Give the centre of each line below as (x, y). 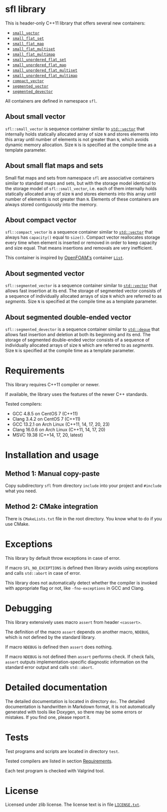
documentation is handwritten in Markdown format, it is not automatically (80, 706)
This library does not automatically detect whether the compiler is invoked (81, 583)
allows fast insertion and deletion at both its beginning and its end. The (78, 334)
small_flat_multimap (34, 54)
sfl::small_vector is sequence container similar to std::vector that (75, 129)
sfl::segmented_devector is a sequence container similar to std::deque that (82, 329)
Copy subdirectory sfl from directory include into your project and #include (83, 485)
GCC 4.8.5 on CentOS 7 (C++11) (45, 413)
